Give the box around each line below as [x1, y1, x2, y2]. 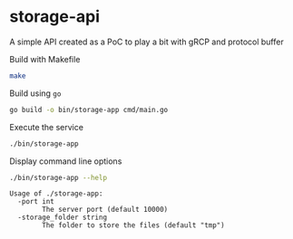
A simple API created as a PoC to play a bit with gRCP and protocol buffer [9, 36, 284, 47]
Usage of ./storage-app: [9, 189, 103, 198]
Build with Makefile [9, 53, 81, 64]
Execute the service [9, 121, 84, 132]
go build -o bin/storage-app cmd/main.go [9, 105, 169, 114]
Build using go [9, 88, 62, 99]
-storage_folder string [17, 213, 107, 223]
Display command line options [9, 156, 122, 167]
